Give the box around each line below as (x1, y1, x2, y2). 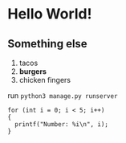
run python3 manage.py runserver (7, 91, 118, 100)
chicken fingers (18, 76, 71, 84)
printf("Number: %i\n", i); (14, 121, 109, 129)
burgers (18, 67, 47, 76)
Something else (7, 37, 87, 51)
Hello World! (7, 5, 92, 23)
